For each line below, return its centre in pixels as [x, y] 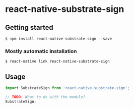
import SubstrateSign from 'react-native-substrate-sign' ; [67, 88]
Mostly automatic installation [41, 51]
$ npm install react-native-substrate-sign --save [59, 39]
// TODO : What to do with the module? [45, 97]
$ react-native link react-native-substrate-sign [58, 61]
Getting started [29, 27]
